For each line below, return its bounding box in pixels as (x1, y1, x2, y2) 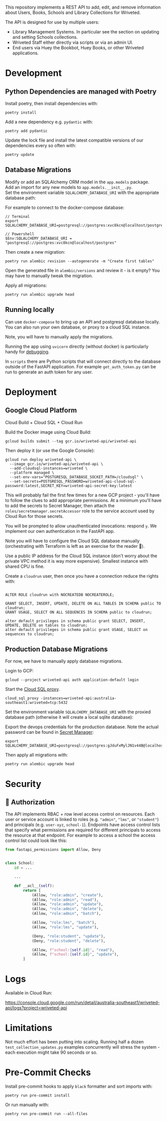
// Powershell (5, 231, 35, 236)
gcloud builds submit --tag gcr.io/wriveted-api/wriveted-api (5, 439, 137, 444)
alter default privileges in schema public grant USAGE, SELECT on (5, 627, 148, 632)
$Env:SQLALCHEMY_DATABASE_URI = (5, 236, 72, 241)
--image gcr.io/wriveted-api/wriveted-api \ (9, 461, 103, 467)
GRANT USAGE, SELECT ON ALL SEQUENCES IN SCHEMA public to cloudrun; (5, 610, 153, 615)
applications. (12, 50, 39, 56)
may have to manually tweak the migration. (5, 273, 93, 279)
